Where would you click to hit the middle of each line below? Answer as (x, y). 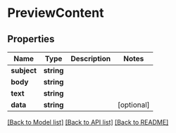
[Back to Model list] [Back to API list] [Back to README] (88, 122)
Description (90, 59)
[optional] (133, 105)
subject (24, 70)
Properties (31, 39)
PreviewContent (56, 13)
